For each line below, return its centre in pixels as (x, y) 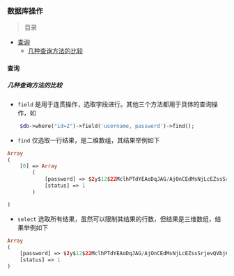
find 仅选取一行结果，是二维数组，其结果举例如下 (88, 140)
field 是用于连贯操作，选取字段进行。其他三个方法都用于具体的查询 (115, 104)
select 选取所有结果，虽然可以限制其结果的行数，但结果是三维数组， (116, 219)
